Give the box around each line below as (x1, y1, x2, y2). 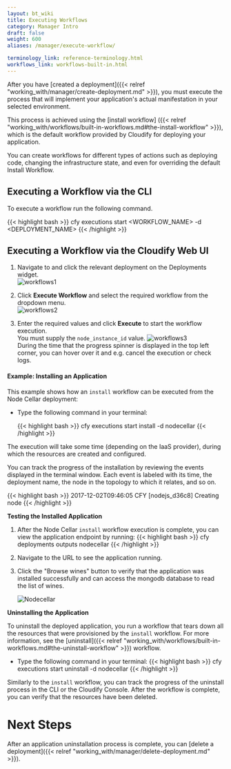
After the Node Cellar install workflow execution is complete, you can (17, 525, 219, 533)
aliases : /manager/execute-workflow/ (7, 42, 116, 49)
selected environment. (7, 102, 71, 111)
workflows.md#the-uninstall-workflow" (7, 644, 119, 652)
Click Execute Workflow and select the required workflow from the (17, 291, 208, 299)
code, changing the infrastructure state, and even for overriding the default (7, 158, 221, 167)
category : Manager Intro (7, 23, 79, 30)
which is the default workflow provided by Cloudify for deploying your (7, 130, 206, 138)
